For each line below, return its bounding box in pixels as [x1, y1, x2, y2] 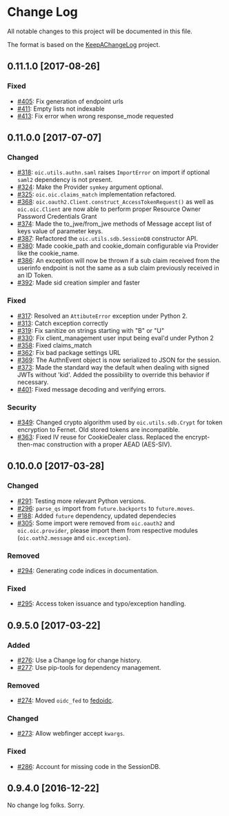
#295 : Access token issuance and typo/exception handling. [17, 599, 186, 608]
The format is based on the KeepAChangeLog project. [7, 40, 161, 48]
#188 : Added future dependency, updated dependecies [17, 511, 177, 520]
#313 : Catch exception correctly [17, 319, 108, 327]
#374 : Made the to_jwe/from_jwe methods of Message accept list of [17, 219, 212, 228]
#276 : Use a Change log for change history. [17, 655, 142, 664]
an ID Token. [17, 271, 53, 280]
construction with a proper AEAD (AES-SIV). [46, 440, 172, 448]
